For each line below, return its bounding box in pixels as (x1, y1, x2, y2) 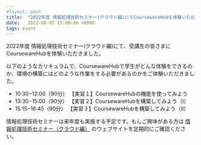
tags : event (6, 25, 36, 32)
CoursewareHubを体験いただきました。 (6, 50, 105, 57)
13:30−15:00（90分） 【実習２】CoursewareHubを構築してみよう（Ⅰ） (14, 98, 190, 105)
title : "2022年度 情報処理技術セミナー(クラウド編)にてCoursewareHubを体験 (6, 14, 182, 20)
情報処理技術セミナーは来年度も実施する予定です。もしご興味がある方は (6, 118, 184, 125)
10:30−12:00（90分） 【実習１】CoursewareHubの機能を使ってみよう (14, 90, 188, 97)
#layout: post (6, 8, 42, 15)
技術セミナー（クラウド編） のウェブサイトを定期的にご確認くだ (22, 125, 181, 132)
